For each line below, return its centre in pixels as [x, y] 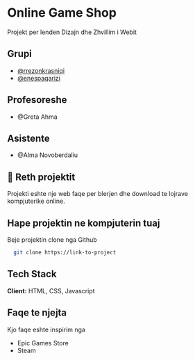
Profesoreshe [37, 100]
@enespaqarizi [39, 78]
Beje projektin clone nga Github [52, 240]
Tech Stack [32, 274]
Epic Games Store [43, 343]
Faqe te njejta [37, 313]
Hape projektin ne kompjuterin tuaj [84, 223]
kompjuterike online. [36, 201]
